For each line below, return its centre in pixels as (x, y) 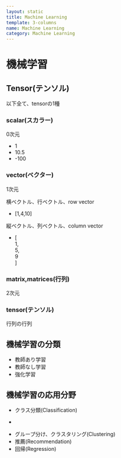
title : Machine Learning (37, 17)
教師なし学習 (30, 367)
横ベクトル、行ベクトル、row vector (50, 202)
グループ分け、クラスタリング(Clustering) (65, 434)
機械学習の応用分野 (41, 394)
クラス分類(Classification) (46, 410)
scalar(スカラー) (30, 121)
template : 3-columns (32, 22)
